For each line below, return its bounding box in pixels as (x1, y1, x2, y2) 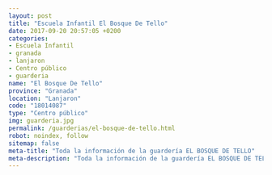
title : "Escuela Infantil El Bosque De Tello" (8, 19, 168, 27)
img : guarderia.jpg (8, 117, 74, 125)
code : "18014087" (8, 102, 67, 110)
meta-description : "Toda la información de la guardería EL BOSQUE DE (8, 154, 252, 162)
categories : (8, 34, 49, 43)
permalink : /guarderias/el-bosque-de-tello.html (8, 124, 176, 132)
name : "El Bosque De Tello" (8, 79, 104, 87)
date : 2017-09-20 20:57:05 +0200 (8, 27, 121, 35)
